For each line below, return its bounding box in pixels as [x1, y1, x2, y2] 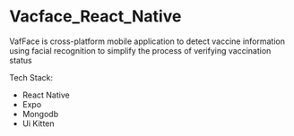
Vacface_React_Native [9, 6, 182, 27]
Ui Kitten [22, 118, 56, 129]
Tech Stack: [9, 72, 54, 82]
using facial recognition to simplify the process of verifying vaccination [9, 45, 272, 55]
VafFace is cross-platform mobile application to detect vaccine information [9, 36, 285, 47]
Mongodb [22, 108, 59, 119]
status [9, 55, 33, 65]
